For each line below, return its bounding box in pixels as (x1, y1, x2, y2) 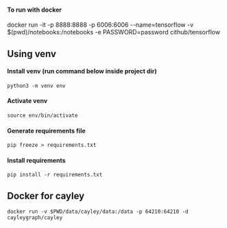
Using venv (7, 48, 57, 60)
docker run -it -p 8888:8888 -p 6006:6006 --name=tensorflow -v (7, 21, 194, 29)
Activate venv (7, 97, 48, 105)
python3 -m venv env (7, 82, 67, 89)
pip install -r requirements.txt (7, 172, 103, 179)
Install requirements (7, 156, 67, 164)
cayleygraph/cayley (7, 214, 63, 221)
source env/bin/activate (7, 112, 78, 119)
